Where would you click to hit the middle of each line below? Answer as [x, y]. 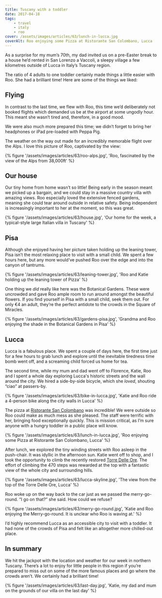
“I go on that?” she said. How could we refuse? [66, 499]
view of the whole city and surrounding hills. [49, 470]
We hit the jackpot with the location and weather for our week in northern [78, 560]
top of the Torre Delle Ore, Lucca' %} [42, 485]
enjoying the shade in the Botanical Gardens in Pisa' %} [60, 324]
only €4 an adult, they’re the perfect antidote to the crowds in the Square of [80, 305]
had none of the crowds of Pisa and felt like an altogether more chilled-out [79, 528]
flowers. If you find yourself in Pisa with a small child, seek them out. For [77, 299]
